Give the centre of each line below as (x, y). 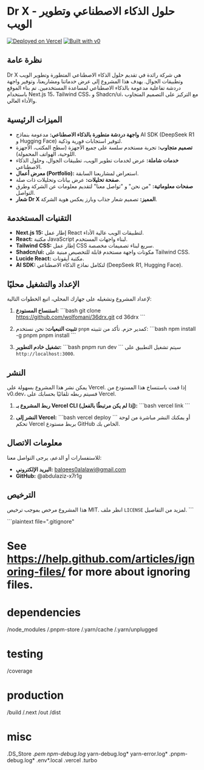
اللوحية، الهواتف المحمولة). (46, 154)
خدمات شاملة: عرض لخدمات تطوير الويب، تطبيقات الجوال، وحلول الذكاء (97, 160)
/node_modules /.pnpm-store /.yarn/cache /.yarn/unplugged (82, 629)
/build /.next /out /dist (34, 712)
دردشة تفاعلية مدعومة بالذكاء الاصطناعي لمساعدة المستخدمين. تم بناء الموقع (94, 88)
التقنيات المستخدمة (39, 218)
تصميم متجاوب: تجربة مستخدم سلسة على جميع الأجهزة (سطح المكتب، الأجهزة (104, 147)
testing (25, 654)
